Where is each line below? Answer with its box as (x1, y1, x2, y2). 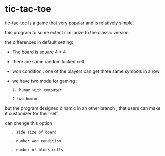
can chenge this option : (5, 120, 55, 126)
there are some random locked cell (12, 58, 84, 64)
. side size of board (11, 130, 57, 135)
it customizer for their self (5, 110, 58, 116)
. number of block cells (11, 147, 64, 152)
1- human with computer (12, 87, 62, 93)
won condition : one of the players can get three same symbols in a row (12, 68, 160, 74)
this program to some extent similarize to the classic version (5, 29, 129, 35)
